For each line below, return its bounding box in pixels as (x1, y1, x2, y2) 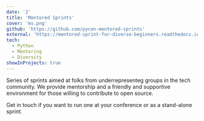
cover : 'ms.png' (6, 20, 47, 26)
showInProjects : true (6, 60, 61, 66)
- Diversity (12, 54, 42, 60)
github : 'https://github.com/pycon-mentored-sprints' (6, 26, 146, 32)
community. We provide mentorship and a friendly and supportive (6, 83, 171, 90)
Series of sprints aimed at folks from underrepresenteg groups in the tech (6, 77, 191, 84)
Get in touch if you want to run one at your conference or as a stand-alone (6, 101, 192, 108)
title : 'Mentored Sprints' (6, 15, 75, 21)
